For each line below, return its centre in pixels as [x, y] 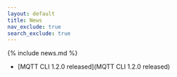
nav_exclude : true [34, 27]
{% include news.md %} [43, 53]
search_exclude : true [39, 33]
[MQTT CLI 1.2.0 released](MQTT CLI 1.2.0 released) [94, 66]
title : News [25, 20]
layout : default [31, 14]
